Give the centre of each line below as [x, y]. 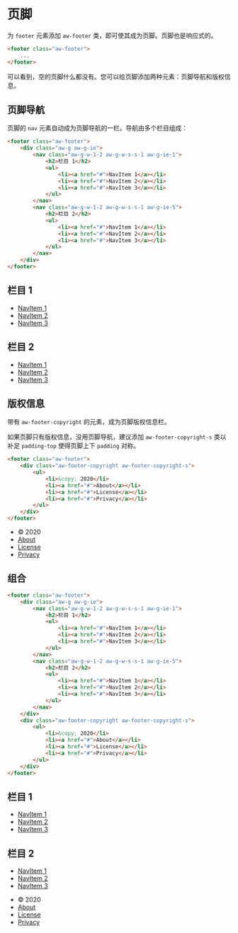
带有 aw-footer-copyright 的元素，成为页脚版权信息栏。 [89, 422]
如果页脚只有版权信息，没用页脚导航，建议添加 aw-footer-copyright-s [110, 437]
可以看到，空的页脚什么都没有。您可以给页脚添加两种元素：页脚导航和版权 [116, 76]
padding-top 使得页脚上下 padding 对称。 [80, 446]
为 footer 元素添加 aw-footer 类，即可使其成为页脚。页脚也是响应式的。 [112, 35]
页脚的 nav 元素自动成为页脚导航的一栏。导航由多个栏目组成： [98, 128]
